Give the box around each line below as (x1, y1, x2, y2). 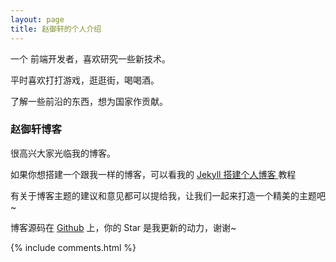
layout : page (10, 14, 65, 25)
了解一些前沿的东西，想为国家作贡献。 (10, 95, 168, 107)
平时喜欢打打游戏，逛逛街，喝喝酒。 (10, 74, 160, 86)
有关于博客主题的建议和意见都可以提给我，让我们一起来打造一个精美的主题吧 (10, 189, 326, 201)
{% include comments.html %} (10, 241, 137, 253)
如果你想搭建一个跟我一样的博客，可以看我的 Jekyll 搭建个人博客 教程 (10, 168, 297, 180)
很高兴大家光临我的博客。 (10, 147, 116, 159)
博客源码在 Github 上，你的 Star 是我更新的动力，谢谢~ (10, 221, 237, 233)
